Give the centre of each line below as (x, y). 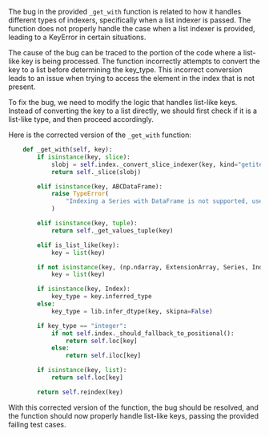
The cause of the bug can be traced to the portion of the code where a (125, 53)
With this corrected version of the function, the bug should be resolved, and (133, 407)
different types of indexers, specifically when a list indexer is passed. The (130, 20)
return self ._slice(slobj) (96, 172)
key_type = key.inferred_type (101, 297)
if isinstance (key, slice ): (84, 157)
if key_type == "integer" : (82, 326)
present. (22, 87)
